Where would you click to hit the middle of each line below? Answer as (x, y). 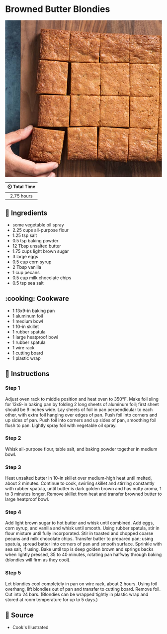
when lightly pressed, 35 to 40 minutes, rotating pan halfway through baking (83, 555)
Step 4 (13, 512)
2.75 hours (21, 196)
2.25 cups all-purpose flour (40, 230)
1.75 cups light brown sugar (41, 251)
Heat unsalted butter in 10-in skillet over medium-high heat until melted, (79, 478)
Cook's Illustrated (30, 627)
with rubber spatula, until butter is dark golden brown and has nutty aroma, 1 (83, 489)
